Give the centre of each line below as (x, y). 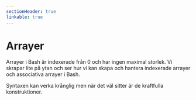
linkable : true (25, 17)
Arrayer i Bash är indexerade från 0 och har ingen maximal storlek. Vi (89, 62)
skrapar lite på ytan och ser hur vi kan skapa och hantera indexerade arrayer (98, 68)
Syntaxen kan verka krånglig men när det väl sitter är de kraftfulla (85, 86)
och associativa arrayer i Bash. (43, 74)
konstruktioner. (24, 92)
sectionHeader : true (31, 11)
